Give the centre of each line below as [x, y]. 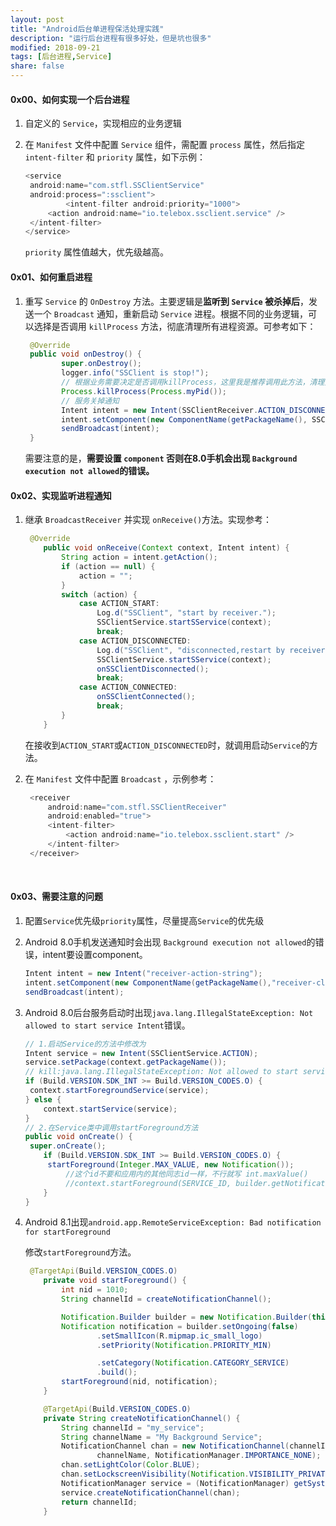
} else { [43, 1099]
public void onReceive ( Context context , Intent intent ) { [166, 548]
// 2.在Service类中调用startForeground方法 [111, 1127]
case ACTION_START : [119, 604]
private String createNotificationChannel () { [142, 1418]
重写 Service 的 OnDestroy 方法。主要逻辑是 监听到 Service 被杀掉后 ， [166, 301]
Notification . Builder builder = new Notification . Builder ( [187, 1317]
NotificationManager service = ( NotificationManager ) [175, 1483]
